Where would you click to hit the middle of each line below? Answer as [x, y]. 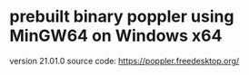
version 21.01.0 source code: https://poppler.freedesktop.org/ [124, 61]
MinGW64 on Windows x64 [116, 36]
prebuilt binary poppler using [122, 17]
